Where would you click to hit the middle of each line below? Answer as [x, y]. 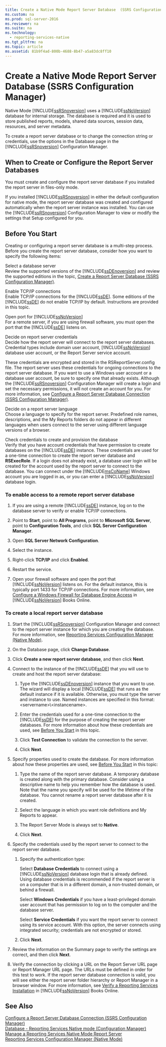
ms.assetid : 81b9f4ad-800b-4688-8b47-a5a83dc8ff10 [58, 51]
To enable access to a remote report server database [70, 495]
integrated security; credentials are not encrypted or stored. [81, 930]
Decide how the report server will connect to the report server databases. [80, 342]
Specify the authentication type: [52, 859]
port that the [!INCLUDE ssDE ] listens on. [46, 327]
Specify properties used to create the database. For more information [83, 759]
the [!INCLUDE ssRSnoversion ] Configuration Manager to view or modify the [82, 213]
